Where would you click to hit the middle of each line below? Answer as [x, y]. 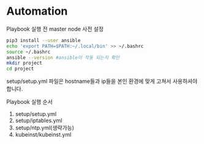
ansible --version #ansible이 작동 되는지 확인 [63, 57]
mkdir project [25, 63]
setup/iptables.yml [39, 121]
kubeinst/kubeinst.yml [43, 135]
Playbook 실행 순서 [30, 102]
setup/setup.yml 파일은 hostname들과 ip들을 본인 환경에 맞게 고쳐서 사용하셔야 [102, 81]
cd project [20, 69]
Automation [37, 11]
